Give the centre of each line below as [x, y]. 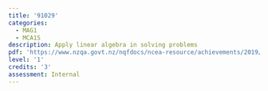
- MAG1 [26, 30]
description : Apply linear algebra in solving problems [103, 45]
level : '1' [26, 60]
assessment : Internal [44, 74]
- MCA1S [28, 38]
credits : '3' [30, 67]
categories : [28, 23]
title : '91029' [33, 15]
